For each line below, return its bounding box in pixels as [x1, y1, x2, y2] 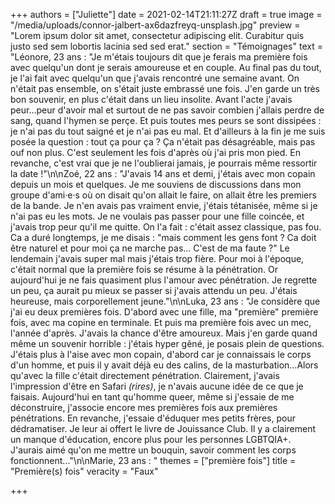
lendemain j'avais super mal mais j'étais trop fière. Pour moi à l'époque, [10, 253, 305, 264]
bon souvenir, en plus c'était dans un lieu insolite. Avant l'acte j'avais [10, 94, 293, 105]
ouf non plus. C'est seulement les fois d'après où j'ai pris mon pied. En [10, 147, 301, 158]
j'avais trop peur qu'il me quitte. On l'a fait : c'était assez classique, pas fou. [10, 221, 322, 233]
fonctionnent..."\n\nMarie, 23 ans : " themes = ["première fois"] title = [10, 455, 297, 466]
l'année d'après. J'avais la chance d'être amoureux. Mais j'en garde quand [10, 327, 318, 339]
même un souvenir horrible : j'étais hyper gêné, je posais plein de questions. [10, 338, 325, 349]
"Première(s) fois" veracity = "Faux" [10, 465, 159, 477]
